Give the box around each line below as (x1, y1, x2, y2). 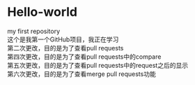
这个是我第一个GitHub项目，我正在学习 (7, 35, 119, 44)
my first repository (7, 27, 61, 35)
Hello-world (7, 4, 78, 20)
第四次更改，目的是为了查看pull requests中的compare (7, 53, 162, 61)
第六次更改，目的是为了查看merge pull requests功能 (7, 70, 157, 78)
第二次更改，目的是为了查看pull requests (7, 44, 124, 52)
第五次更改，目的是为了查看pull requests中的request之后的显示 (7, 61, 189, 69)
